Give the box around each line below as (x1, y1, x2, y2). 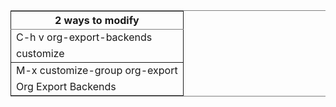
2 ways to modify (54, 14, 140, 27)
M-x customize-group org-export (16, 64, 178, 77)
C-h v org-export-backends (16, 30, 153, 44)
